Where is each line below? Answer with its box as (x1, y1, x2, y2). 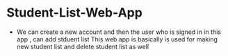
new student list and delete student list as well (16, 42, 149, 50)
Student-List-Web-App (6, 5, 143, 21)
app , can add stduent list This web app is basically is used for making (16, 35, 218, 43)
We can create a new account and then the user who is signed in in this (16, 28, 222, 36)
